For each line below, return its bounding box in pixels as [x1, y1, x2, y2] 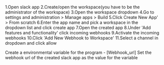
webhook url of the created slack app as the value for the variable [5, 55, 138, 60]
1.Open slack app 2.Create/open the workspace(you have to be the [5, 4, 140, 10]
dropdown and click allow [5, 40, 57, 46]
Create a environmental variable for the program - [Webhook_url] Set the [5, 49, 152, 55]
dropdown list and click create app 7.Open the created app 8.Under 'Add [5, 25, 151, 31]
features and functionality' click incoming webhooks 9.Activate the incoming [5, 30, 160, 35]
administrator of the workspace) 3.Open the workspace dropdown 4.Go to [5, 9, 154, 15]
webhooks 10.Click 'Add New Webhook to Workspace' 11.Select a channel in [5, 35, 159, 41]
